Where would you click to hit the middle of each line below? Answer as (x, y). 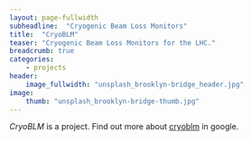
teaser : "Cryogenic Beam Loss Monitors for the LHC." (113, 43)
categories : (32, 59)
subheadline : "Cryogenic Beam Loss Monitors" (98, 26)
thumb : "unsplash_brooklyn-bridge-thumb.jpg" (113, 101)
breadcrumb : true (42, 51)
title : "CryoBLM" (44, 34)
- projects (46, 68)
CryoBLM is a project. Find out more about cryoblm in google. (124, 127)
